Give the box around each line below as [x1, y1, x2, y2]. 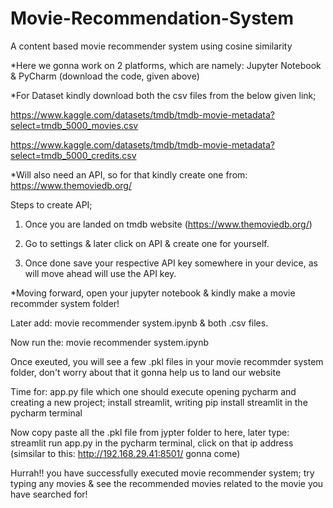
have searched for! [10, 488, 88, 500]
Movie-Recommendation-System [10, 7, 295, 30]
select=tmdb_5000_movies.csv [10, 119, 139, 131]
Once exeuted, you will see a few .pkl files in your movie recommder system [10, 355, 324, 367]
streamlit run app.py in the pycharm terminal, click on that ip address [10, 437, 294, 449]
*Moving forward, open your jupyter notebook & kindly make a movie [10, 287, 296, 299]
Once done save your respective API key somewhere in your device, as [24, 257, 318, 269]
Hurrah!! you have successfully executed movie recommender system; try [10, 467, 315, 479]
